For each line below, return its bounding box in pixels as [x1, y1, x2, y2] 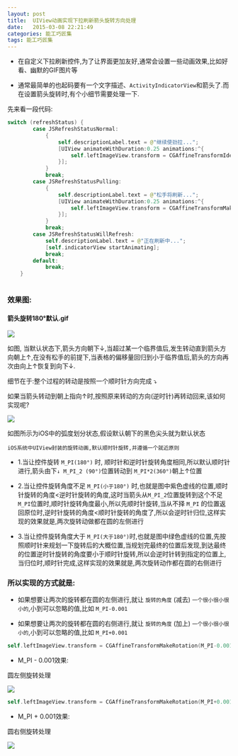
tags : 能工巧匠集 [7, 37, 53, 44]
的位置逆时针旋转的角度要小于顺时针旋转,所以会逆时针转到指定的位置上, [17, 550, 227, 559]
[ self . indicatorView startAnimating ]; [45, 244, 160, 251]
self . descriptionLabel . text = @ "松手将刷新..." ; [57, 191, 199, 198]
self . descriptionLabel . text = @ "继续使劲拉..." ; [57, 139, 199, 146]
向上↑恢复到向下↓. [19, 362, 76, 370]
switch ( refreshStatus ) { [7, 119, 84, 126]
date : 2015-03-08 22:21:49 [7, 23, 93, 30]
